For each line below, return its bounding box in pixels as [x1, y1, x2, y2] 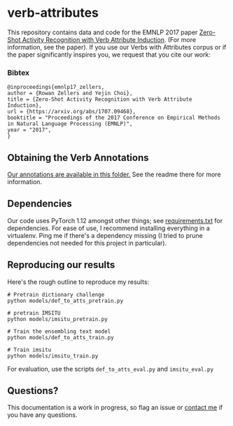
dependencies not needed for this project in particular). [7, 239, 167, 247]
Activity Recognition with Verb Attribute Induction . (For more [22, 35, 197, 43]
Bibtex [7, 68, 30, 78]
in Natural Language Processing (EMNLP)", [7, 120, 133, 127]
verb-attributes [7, 5, 99, 21]
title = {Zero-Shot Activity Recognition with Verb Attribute [7, 96, 192, 103]
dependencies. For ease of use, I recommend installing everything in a [7, 224, 210, 232]
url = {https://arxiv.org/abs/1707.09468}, [7, 108, 136, 115]
